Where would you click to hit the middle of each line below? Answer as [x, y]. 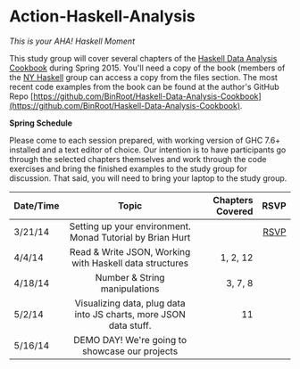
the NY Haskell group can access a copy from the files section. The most [144, 77]
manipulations [130, 289]
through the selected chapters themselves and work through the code [138, 159]
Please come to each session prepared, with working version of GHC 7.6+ [145, 140]
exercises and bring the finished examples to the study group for [128, 168]
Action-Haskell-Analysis [103, 16]
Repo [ [21, 96]
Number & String [130, 277]
